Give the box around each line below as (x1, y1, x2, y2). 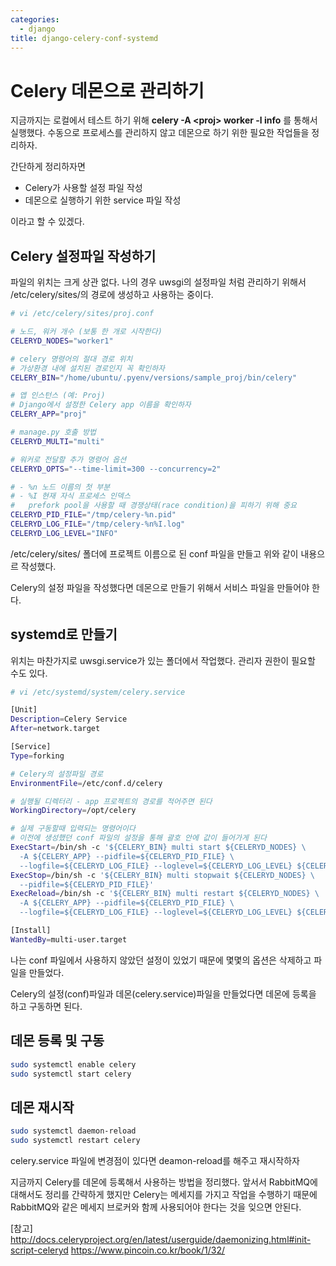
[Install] (10, 926, 52, 936)
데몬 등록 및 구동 (10, 1032, 105, 1050)
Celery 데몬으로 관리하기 (10, 79, 205, 102)
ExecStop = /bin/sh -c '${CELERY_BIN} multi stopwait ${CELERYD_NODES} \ (10, 870, 315, 880)
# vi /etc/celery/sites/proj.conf (10, 309, 155, 319)
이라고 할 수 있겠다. (10, 216, 85, 228)
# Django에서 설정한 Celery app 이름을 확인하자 (10, 400, 192, 410)
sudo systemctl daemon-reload (10, 1126, 137, 1136)
